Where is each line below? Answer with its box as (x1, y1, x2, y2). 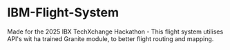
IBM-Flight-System (7, 5, 119, 21)
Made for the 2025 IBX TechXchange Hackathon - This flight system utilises (7, 27, 224, 36)
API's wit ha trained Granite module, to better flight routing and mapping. (7, 34, 214, 42)
